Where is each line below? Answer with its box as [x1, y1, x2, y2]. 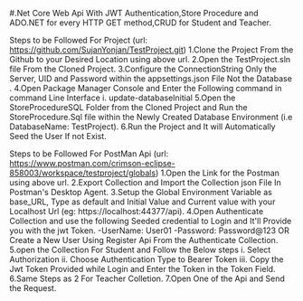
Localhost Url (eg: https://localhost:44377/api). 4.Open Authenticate [9, 206, 264, 216]
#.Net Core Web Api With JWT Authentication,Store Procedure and [9, 8, 259, 18]
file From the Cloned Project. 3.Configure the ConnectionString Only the [9, 63, 278, 74]
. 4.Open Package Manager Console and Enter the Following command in [9, 83, 282, 93]
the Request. [9, 283, 57, 293]
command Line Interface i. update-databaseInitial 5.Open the [9, 92, 236, 103]
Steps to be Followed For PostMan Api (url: [9, 148, 169, 159]
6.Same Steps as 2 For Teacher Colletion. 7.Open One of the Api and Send [9, 273, 285, 284]
